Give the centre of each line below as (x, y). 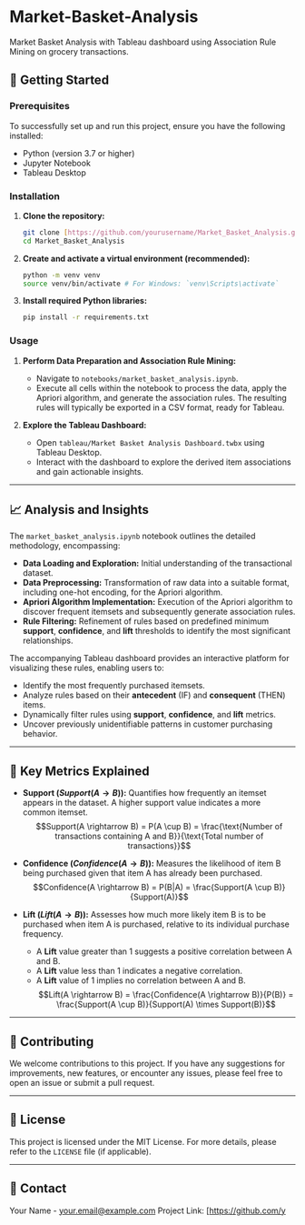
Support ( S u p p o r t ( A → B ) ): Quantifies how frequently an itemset (144, 793)
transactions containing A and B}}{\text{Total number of (159, 836)
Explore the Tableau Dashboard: (84, 425)
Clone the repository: (64, 216)
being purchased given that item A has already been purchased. (143, 873)
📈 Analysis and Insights (79, 510)
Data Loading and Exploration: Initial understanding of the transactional (157, 563)
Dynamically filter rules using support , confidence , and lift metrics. (149, 715)
